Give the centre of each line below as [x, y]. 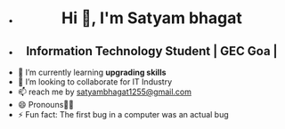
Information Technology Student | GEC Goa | [152, 51]
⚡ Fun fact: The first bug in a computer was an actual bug [123, 114]
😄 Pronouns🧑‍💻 [45, 105]
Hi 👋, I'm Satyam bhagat [151, 18]
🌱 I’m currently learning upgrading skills [92, 72]
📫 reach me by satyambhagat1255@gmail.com [105, 92]
